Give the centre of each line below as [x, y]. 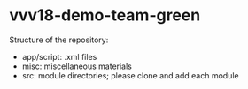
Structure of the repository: [59, 40]
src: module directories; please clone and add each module [130, 75]
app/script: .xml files [59, 56]
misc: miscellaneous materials [77, 66]
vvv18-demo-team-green [105, 15]
